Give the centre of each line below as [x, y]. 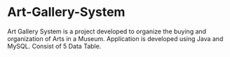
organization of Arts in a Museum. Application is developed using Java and [115, 38]
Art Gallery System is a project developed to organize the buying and [107, 31]
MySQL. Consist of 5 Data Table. [54, 46]
